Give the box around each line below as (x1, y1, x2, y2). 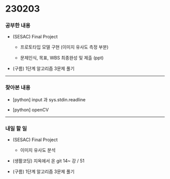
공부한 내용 (5, 22, 31, 29)
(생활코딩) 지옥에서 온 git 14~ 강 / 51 (12, 158, 84, 164)
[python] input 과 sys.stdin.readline (12, 96, 86, 102)
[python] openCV (12, 106, 49, 112)
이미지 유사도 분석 (20, 147, 56, 153)
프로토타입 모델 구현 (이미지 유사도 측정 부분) (20, 44, 109, 50)
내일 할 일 (5, 125, 27, 132)
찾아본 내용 (5, 84, 31, 91)
